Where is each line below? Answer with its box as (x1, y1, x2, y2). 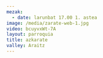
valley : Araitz (6, 43, 45, 49)
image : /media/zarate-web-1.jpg (6, 20, 89, 26)
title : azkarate (6, 37, 48, 43)
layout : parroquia (6, 31, 53, 37)
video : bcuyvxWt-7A (6, 25, 56, 32)
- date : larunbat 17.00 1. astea (12, 14, 97, 21)
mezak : (6, 8, 23, 15)
